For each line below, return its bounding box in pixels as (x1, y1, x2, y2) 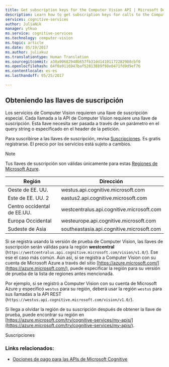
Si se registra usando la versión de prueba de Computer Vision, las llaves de (5, 238, 163, 244)
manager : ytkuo (5, 26, 37, 31)
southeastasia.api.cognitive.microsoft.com (61, 225, 161, 232)
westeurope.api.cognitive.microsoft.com (61, 217, 156, 224)
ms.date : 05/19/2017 (5, 45, 49, 50)
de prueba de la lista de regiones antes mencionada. (5, 271, 114, 277)
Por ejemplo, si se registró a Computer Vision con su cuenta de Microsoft (5, 280, 157, 286)
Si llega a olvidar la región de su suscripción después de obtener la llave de (5, 306, 162, 312)
